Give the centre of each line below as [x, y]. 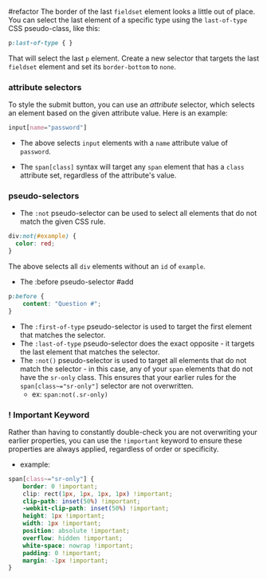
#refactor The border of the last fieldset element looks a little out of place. [132, 12]
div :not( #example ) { [43, 237]
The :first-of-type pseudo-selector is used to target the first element [136, 327]
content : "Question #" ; [62, 303]
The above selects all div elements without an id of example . [107, 266]
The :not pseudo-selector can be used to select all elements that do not [138, 213]
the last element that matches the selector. [90, 352]
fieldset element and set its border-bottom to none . [92, 66]
